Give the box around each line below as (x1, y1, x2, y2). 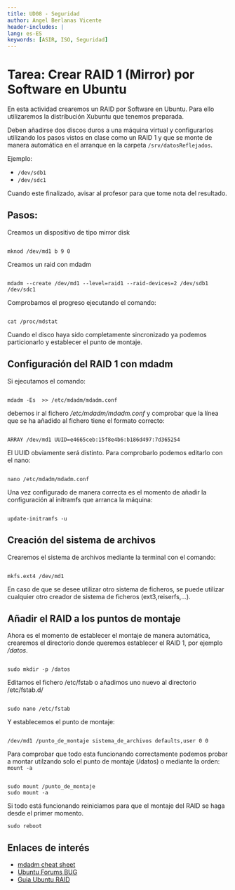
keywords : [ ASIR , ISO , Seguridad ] (7, 37, 109, 44)
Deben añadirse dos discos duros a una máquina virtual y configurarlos (7, 126, 214, 134)
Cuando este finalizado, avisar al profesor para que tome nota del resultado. (7, 189, 228, 197)
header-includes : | (7, 23, 65, 30)
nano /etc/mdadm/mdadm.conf (7, 476, 90, 483)
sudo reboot (7, 823, 42, 830)
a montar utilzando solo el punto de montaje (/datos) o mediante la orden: (7, 757, 220, 766)
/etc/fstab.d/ (7, 686, 43, 694)
